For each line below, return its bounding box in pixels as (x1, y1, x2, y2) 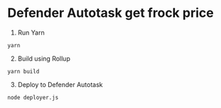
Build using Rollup (17, 54, 71, 63)
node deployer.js (7, 94, 59, 101)
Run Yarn (17, 28, 45, 37)
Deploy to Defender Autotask (17, 80, 103, 89)
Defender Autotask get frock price (7, 5, 215, 21)
